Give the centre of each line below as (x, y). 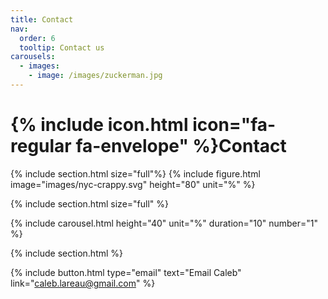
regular (41, 146)
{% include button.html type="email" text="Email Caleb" (126, 272)
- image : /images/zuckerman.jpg (95, 76)
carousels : (33, 57)
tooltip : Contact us (62, 47)
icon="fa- (234, 125)
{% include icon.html (99, 125)
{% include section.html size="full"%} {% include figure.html (135, 173)
